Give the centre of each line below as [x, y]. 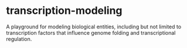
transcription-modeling [64, 11]
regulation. [19, 39]
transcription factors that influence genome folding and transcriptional [91, 32]
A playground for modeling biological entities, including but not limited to [94, 27]
